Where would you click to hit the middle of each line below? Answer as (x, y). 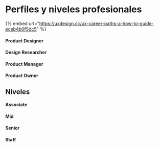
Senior (13, 128)
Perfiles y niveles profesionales (74, 9)
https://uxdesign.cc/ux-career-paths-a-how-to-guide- (96, 23)
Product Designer (24, 41)
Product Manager (24, 64)
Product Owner (22, 76)
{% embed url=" (22, 23)
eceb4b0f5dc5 (21, 29)
